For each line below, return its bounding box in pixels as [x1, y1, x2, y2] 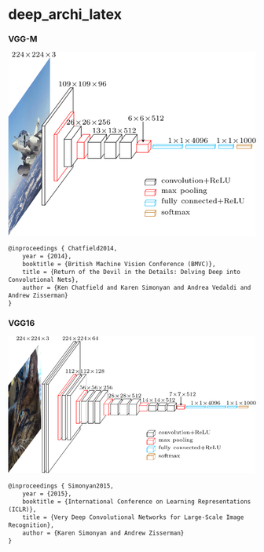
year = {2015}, [22, 489, 72, 498]
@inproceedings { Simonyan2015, [8, 481, 114, 490]
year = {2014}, [22, 253, 72, 261]
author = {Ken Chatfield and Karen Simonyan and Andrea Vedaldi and [22, 284, 251, 292]
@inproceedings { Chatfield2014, [8, 245, 118, 253]
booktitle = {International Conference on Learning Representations [22, 497, 251, 506]
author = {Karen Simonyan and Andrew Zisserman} [22, 528, 185, 537]
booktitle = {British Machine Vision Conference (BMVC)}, [22, 261, 216, 269]
